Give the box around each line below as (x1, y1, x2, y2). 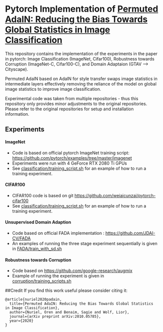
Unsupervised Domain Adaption (5, 219, 72, 225)
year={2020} (9, 318, 34, 323)
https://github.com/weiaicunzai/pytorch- (74, 192, 156, 198)
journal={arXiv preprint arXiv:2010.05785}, (9, 314, 101, 319)
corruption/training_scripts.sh (12, 278, 72, 284)
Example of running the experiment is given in (12, 273, 105, 279)
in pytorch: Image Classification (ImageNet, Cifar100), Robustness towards (5, 56, 155, 62)
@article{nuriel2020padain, (5, 297, 62, 302)
